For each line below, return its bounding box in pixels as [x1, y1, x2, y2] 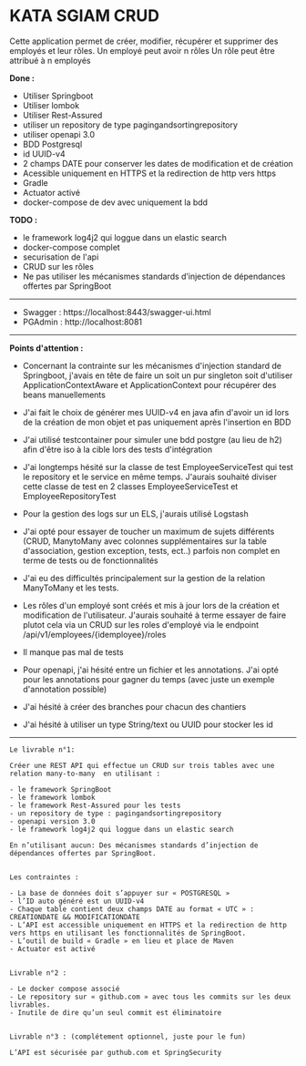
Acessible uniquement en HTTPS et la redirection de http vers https [22, 168, 276, 179]
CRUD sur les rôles [22, 261, 94, 272]
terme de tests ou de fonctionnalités [22, 555, 158, 566]
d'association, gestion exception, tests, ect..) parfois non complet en [22, 545, 280, 556]
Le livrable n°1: [9, 744, 76, 754]
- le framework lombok [9, 793, 96, 802]
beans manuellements [22, 389, 107, 400]
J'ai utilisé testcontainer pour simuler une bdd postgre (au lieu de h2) [22, 434, 282, 445]
